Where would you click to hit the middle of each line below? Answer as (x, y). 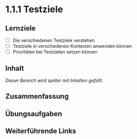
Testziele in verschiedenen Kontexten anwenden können (72, 46)
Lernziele (20, 28)
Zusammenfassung (37, 96)
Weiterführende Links (41, 131)
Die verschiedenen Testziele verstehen (54, 40)
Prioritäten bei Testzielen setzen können (55, 52)
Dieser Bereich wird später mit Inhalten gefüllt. (54, 80)
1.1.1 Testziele (34, 9)
